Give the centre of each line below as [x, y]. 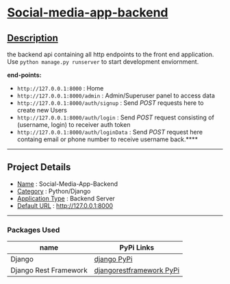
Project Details [39, 167]
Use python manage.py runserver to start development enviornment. [103, 62]
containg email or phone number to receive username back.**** [107, 139]
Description [33, 38]
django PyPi [113, 259]
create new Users [42, 110]
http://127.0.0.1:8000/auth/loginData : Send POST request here [110, 132]
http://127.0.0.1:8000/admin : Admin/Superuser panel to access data [116, 95]
